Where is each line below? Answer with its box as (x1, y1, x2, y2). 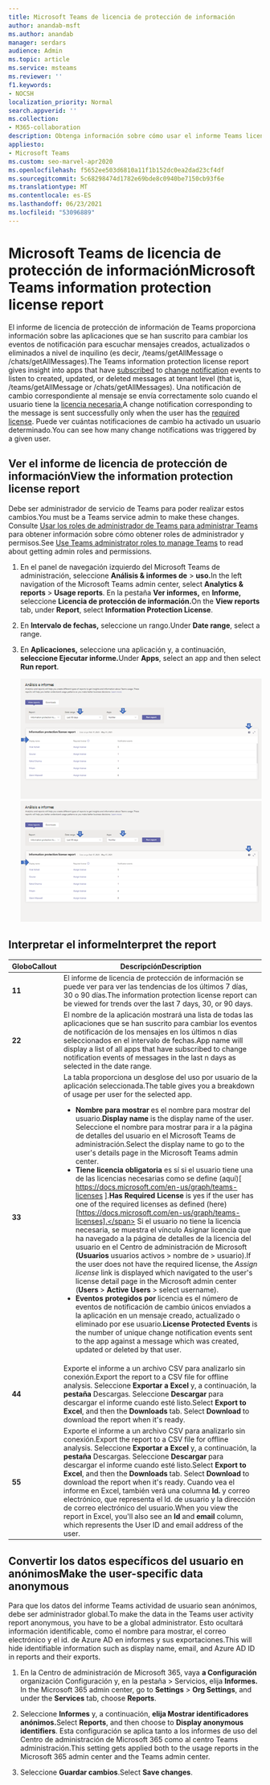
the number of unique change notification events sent (75, 1328, 253, 1338)
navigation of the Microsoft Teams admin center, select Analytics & (19, 579, 243, 588)
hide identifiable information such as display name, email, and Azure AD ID (8, 1644, 256, 1654)
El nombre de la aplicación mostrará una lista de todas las (63, 1010, 254, 1019)
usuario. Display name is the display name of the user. (75, 1114, 254, 1123)
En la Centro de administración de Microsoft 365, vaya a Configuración (19, 1668, 257, 1678)
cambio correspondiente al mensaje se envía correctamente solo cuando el (8, 391, 258, 401)
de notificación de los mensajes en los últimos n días (63, 1027, 238, 1037)
